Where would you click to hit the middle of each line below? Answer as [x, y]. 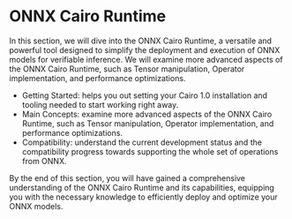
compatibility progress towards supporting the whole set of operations [150, 151]
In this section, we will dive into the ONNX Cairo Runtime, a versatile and [140, 41]
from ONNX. [44, 161]
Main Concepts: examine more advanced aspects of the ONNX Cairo [147, 114]
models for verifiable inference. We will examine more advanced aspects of [146, 59]
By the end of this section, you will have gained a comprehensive [127, 177]
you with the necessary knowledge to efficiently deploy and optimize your [143, 197]
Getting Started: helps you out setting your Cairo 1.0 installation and [144, 95]
